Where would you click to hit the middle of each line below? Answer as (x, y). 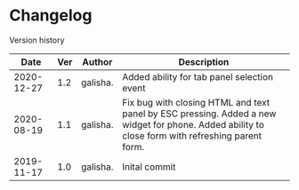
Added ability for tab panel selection (198, 76)
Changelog (51, 16)
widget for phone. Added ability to (193, 124)
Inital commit (149, 167)
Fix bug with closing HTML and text (196, 102)
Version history (37, 40)
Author (97, 61)
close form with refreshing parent (192, 136)
